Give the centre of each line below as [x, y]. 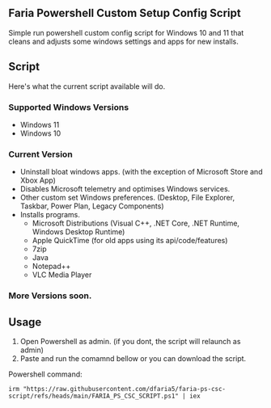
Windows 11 [40, 124]
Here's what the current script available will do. [87, 86]
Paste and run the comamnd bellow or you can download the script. [133, 358]
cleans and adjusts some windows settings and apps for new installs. [123, 41]
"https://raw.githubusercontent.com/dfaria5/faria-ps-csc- [125, 389]
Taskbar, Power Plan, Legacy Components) [92, 206]
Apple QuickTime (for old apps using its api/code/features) [130, 241]
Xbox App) [38, 180]
